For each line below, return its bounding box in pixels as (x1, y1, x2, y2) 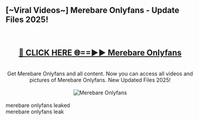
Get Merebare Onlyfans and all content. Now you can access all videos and (7, 70, 193, 77)
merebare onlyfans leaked (5, 101, 70, 108)
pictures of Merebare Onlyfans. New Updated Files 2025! (29, 76, 171, 83)
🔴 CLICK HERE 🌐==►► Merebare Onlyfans (18, 48, 182, 58)
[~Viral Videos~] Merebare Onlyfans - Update (5, 5, 180, 15)
